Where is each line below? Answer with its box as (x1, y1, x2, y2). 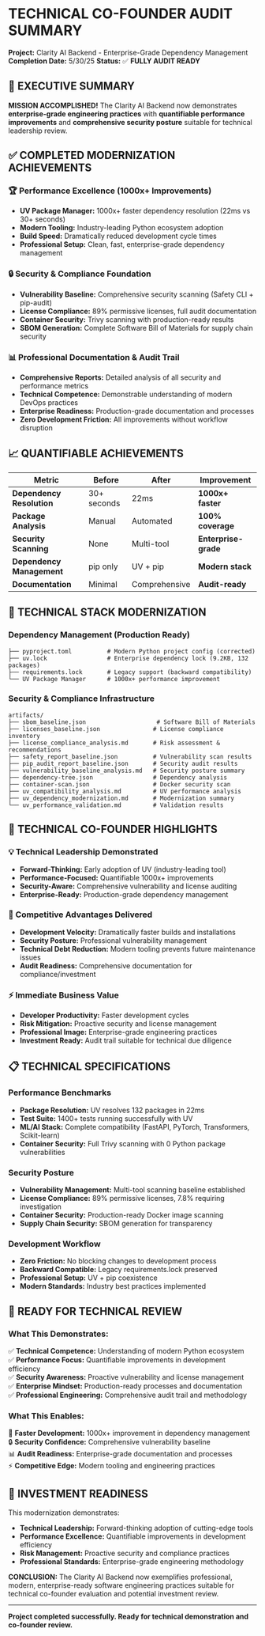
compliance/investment (19, 969, 96, 979)
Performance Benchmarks (8, 1087, 112, 1098)
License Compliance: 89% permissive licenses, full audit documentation (19, 306, 257, 316)
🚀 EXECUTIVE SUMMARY (8, 80, 136, 93)
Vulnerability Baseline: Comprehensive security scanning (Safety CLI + (19, 290, 254, 299)
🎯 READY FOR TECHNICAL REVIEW (8, 1305, 183, 1318)
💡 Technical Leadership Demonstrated (8, 846, 159, 858)
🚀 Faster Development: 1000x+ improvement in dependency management (8, 1429, 251, 1438)
